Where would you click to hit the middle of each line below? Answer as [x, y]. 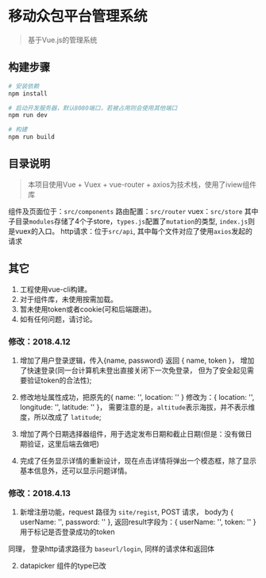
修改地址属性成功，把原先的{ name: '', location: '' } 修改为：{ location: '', [137, 397]
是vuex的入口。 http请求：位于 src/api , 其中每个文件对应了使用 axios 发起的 [130, 231]
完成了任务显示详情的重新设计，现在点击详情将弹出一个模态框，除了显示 [138, 460]
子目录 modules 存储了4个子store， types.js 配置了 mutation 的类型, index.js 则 [132, 221]
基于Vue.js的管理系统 [62, 40]
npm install [28, 93]
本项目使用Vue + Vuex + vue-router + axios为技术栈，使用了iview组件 [142, 184]
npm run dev [28, 115]
